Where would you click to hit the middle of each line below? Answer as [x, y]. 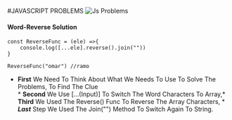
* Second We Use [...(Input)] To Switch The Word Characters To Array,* [122, 94]
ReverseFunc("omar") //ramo [49, 67]
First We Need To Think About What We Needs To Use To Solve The [117, 79]
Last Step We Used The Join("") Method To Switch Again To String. [115, 109]
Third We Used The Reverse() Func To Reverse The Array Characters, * [121, 102]
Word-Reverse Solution [42, 27]
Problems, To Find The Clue [58, 87]
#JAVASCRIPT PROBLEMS [46, 11]
